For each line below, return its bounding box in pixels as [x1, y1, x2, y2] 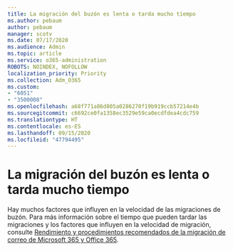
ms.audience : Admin [7, 43, 66, 50]
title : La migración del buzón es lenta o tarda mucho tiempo [7, 10, 196, 18]
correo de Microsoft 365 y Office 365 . [7, 235, 119, 244]
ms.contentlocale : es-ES [7, 122, 81, 130]
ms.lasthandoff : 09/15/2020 [7, 129, 91, 137]
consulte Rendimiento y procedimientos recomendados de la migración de [7, 228, 226, 237]
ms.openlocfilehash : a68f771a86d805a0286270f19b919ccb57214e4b [7, 103, 200, 110]
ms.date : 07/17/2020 [7, 37, 69, 44]
